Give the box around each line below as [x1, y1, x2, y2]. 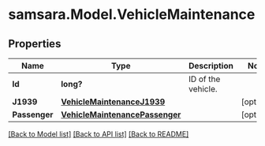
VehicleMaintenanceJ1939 [61, 96, 166, 107]
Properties [8, 37, 62, 51]
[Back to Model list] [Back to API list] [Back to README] [8, 129, 189, 139]
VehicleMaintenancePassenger [61, 109, 181, 120]
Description [188, 61, 234, 71]
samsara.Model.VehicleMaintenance [8, 6, 256, 24]
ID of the [188, 73, 221, 84]
